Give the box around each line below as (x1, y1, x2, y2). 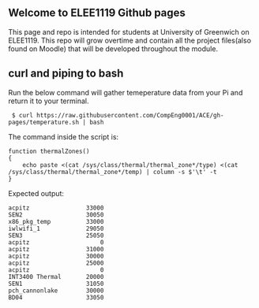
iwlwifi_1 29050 (8, 225, 104, 232)
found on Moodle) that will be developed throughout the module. (8, 43, 219, 54)
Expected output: (8, 188, 65, 198)
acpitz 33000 (8, 204, 104, 212)
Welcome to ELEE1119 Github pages (8, 6, 186, 20)
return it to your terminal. (8, 96, 89, 106)
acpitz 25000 (8, 259, 104, 267)
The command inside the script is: (8, 132, 119, 141)
